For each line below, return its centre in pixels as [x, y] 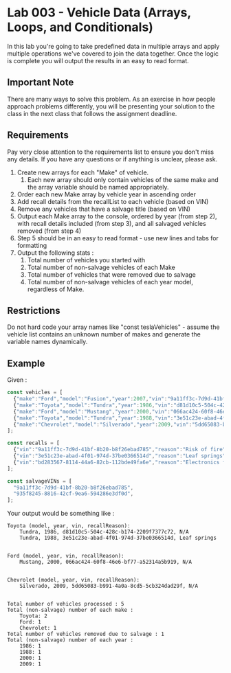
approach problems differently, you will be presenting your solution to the [111, 106]
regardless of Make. [56, 289]
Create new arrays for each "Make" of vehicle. [83, 172]
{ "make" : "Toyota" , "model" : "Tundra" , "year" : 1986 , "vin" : [93, 405]
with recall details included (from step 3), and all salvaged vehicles [111, 223]
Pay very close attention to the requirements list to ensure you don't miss [111, 152]
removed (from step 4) [49, 231]
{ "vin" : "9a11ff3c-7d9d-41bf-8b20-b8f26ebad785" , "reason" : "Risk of [110, 450]
